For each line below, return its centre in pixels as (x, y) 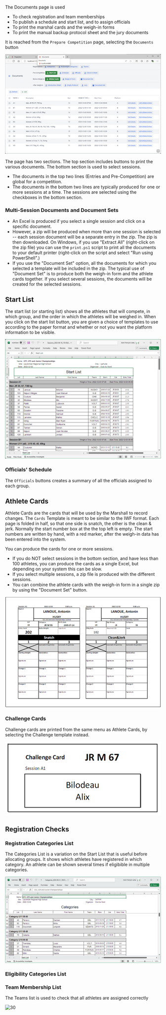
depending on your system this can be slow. (57, 569)
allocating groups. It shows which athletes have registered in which (74, 859)
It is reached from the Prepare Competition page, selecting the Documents (79, 42)
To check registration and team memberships (59, 17)
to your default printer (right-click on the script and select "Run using (83, 253)
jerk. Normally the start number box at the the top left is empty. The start (79, 529)
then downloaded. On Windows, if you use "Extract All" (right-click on (83, 242)
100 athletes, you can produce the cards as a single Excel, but (75, 564)
